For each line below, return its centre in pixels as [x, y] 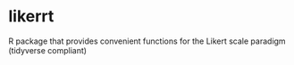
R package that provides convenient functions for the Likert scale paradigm [147, 41]
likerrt [31, 16]
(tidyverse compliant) [47, 50]
